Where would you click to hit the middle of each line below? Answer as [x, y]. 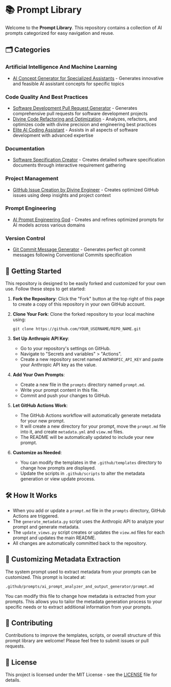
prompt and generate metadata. [46, 527]
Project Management [32, 178]
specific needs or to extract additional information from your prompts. [79, 607]
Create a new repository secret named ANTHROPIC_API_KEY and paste [92, 359]
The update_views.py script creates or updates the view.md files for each [89, 532]
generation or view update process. [58, 479]
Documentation [25, 148]
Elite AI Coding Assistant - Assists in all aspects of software [75, 130]
